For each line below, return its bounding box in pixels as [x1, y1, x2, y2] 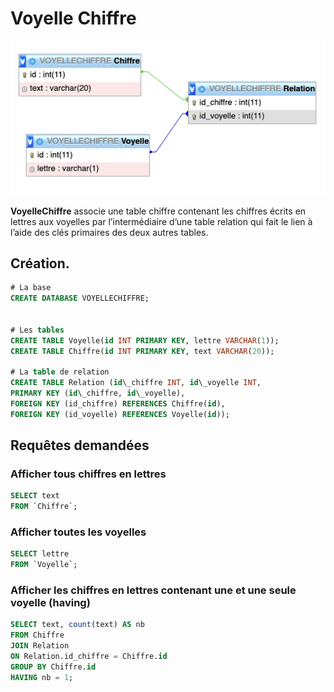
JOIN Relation [10, 641, 70, 651]
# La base [10, 283, 52, 293]
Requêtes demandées [10, 437, 150, 454]
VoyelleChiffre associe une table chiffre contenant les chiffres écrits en [10, 205, 307, 217]
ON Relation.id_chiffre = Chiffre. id [10, 652, 168, 662]
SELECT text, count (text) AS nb [10, 620, 145, 630]
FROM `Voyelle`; [10, 560, 78, 570]
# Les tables [10, 325, 65, 335]
